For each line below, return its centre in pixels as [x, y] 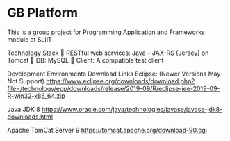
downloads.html [30, 117]
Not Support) [26, 81]
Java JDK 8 [24, 109]
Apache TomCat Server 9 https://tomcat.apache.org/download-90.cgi [107, 130]
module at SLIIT [30, 39]
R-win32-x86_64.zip [36, 96]
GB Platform [43, 13]
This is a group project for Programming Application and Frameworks [106, 32]
